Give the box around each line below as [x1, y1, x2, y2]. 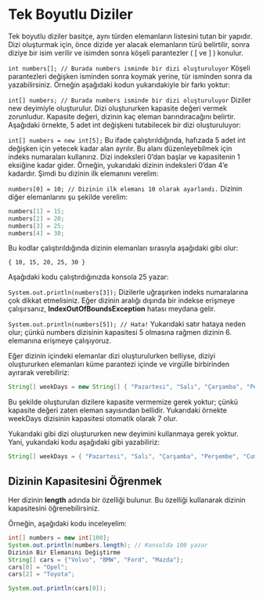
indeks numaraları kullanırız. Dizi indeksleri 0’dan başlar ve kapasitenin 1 [8, 151, 240, 162]
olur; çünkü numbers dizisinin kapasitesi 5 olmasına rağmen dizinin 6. [8, 328, 232, 337]
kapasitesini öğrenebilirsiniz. [8, 504, 100, 513]
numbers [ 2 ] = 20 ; [8, 214, 65, 223]
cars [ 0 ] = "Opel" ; [8, 563, 68, 571]
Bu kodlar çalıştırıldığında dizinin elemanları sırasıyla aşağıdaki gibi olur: [8, 243, 239, 253]
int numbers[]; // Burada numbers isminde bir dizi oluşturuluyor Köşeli [8, 63, 250, 72]
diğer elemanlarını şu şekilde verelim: [8, 192, 128, 202]
